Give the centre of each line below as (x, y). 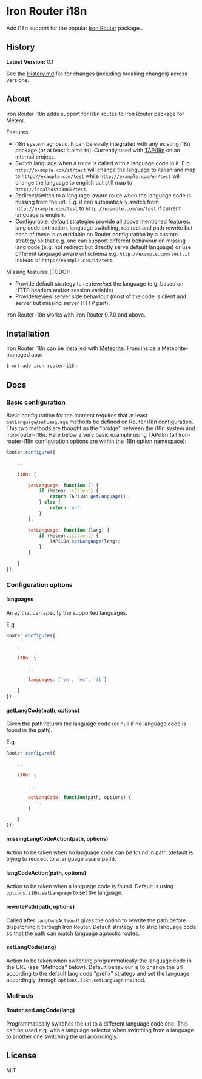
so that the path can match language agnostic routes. (73, 933)
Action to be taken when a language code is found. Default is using (90, 886)
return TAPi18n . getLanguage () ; (89, 496)
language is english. (40, 214)
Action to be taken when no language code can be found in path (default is (100, 852)
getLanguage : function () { (63, 485)
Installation (28, 333)
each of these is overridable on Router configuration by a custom (96, 234)
